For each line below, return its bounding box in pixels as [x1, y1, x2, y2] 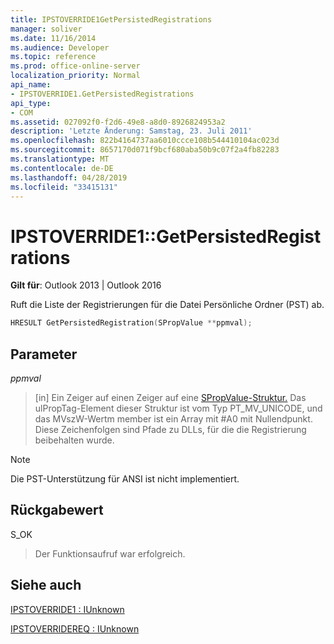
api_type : [10, 98, 52, 108]
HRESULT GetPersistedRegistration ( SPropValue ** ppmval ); [10, 318, 253, 328]
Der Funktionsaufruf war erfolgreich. [34, 547, 186, 560]
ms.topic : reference [10, 52, 97, 62]
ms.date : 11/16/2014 [10, 33, 97, 43]
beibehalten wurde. [34, 434, 115, 446]
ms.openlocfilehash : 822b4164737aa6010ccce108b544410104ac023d [10, 136, 280, 146]
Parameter [10, 346, 78, 363]
